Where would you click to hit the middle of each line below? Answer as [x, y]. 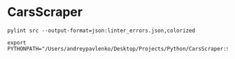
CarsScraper [45, 12]
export [17, 42]
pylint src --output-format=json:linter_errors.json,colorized [101, 31]
